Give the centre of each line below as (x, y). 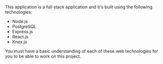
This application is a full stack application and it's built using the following (79, 7)
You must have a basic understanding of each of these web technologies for (81, 51)
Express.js (22, 32)
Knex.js (19, 42)
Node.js (20, 21)
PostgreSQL (24, 26)
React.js (20, 37)
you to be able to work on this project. (43, 56)
